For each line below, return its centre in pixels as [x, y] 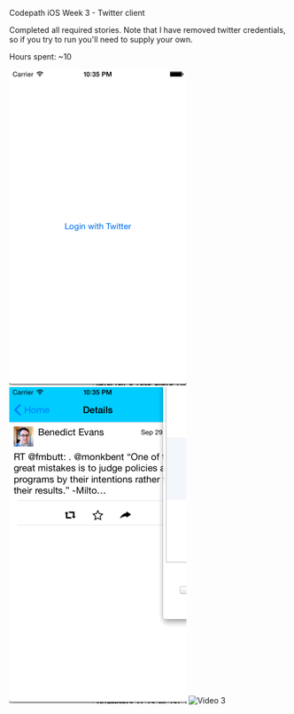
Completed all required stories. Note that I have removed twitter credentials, [147, 30]
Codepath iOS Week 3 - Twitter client [77, 13]
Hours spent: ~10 [41, 56]
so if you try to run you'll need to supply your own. [101, 40]
